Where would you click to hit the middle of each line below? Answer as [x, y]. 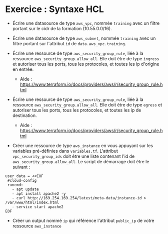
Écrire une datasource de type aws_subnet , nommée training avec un [84, 38]
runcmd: [15, 185]
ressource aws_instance [37, 226]
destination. [24, 115]
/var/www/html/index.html [32, 202]
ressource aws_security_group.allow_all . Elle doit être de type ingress [86, 58]
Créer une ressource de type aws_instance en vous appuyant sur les [83, 145]
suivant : [21, 167]
